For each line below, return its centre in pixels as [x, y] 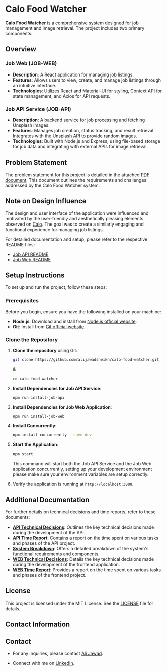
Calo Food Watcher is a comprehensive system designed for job [72, 23]
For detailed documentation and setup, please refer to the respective [76, 239]
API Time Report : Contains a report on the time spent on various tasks [86, 538]
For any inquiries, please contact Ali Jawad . [58, 654]
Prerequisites [22, 301]
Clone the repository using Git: [45, 350]
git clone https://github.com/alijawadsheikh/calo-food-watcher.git [86, 360]
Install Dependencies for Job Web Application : [62, 407]
